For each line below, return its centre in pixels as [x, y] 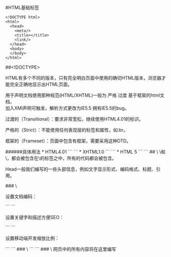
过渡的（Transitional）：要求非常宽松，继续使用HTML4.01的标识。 [74, 119]
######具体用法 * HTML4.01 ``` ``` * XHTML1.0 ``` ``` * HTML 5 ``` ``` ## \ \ [83, 152]
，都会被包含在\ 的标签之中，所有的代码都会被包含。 [62, 158]
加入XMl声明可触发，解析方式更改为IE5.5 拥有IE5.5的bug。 [67, 108]
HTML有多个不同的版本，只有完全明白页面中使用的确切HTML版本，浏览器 [83, 78]
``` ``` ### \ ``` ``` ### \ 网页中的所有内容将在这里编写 [61, 249]
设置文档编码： [21, 196]
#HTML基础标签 [22, 7]
